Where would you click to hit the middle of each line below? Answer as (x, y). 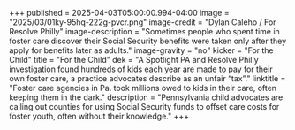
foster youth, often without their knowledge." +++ (99, 116)
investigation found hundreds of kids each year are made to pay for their (141, 69)
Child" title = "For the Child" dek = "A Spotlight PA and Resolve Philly (134, 60)
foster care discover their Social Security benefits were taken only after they (148, 41)
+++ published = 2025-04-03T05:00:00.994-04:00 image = (119, 13)
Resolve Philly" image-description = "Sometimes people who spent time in (144, 31)
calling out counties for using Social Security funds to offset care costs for (144, 107)
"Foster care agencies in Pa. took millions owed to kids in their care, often (143, 88)
